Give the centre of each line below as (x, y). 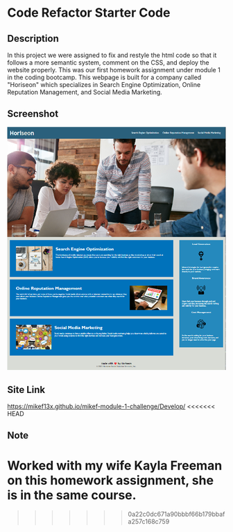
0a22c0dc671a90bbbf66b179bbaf (176, 514)
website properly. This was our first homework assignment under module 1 (114, 70)
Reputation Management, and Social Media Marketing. (85, 92)
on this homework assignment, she (110, 480)
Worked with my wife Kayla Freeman (115, 466)
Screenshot (33, 114)
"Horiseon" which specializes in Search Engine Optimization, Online (104, 84)
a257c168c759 (149, 522)
